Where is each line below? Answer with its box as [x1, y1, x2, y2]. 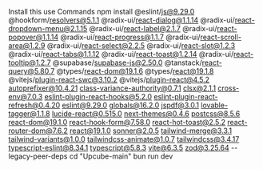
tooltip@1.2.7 [8, 58, 51, 67]
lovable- [201, 100, 229, 110]
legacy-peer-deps [8, 151, 68, 161]
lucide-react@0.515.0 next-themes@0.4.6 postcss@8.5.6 [51, 109, 241, 119]
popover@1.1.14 [8, 32, 58, 42]
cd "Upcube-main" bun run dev [69, 151, 173, 161]
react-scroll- [200, 32, 242, 42]
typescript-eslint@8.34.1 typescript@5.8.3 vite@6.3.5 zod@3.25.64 [8, 143, 229, 152]
